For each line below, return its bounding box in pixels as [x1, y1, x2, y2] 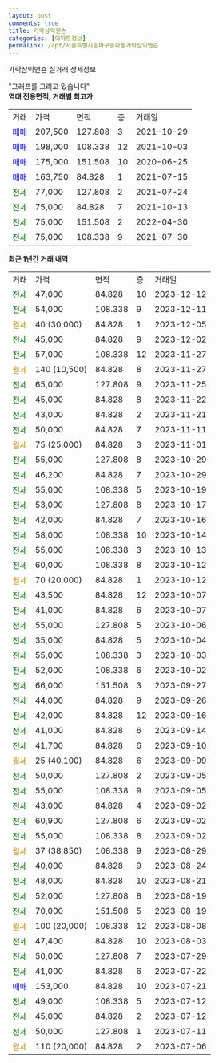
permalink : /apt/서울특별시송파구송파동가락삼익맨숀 [8, 42, 159, 50]
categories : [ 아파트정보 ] [8, 34, 86, 43]
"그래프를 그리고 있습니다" [8, 82, 90, 91]
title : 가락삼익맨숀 [8, 26, 66, 34]
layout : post [8, 11, 52, 20]
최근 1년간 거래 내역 [8, 254, 69, 264]
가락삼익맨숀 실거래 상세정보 [8, 65, 97, 75]
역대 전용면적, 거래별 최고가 [8, 91, 94, 101]
